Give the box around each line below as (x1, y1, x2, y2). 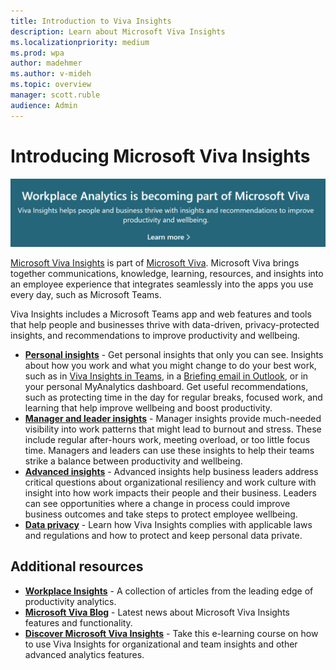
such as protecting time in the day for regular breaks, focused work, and (24, 391, 323, 403)
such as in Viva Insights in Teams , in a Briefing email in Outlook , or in (24, 370, 309, 382)
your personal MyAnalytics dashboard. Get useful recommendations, (24, 380, 309, 392)
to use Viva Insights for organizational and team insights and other (24, 638, 298, 650)
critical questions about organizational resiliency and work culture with (24, 476, 317, 488)
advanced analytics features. (24, 648, 145, 660)
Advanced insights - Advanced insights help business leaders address (24, 465, 319, 477)
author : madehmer (10, 58, 83, 69)
